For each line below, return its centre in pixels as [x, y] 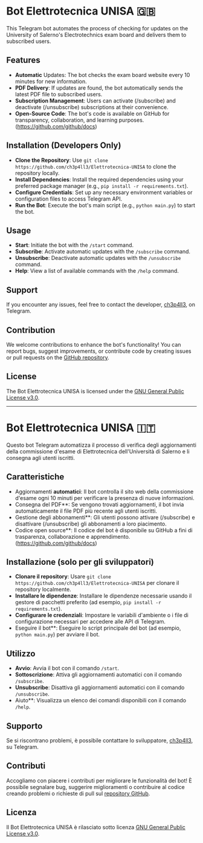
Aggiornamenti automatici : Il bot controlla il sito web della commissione [104, 491]
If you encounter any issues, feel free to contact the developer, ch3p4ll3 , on [101, 305]
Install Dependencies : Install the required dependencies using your [99, 179]
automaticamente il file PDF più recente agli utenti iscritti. [86, 511]
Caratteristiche [35, 477]
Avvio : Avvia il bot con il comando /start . [67, 668]
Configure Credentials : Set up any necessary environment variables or [104, 192]
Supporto [24, 726]
